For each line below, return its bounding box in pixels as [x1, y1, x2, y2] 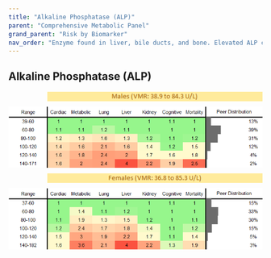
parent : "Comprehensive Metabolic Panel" [8, 21, 150, 30]
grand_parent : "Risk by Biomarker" [8, 30, 128, 38]
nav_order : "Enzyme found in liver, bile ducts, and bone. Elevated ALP [8, 39, 258, 47]
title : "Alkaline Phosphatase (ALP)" [8, 13, 135, 21]
